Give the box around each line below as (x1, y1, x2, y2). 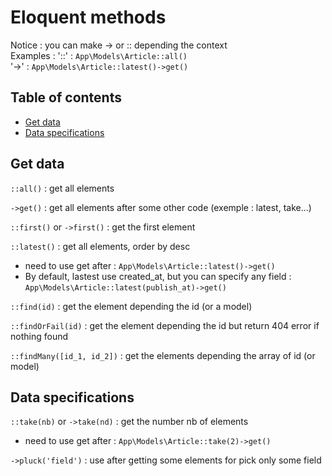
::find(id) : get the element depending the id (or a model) (10, 300, 253, 312)
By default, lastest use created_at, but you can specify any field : (24, 270, 292, 282)
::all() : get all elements (10, 182, 115, 194)
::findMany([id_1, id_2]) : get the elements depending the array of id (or (10, 349, 316, 361)
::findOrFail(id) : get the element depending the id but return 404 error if (10, 319, 320, 331)
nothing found (10, 330, 68, 342)
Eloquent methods (10, 6, 167, 29)
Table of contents (10, 89, 122, 106)
